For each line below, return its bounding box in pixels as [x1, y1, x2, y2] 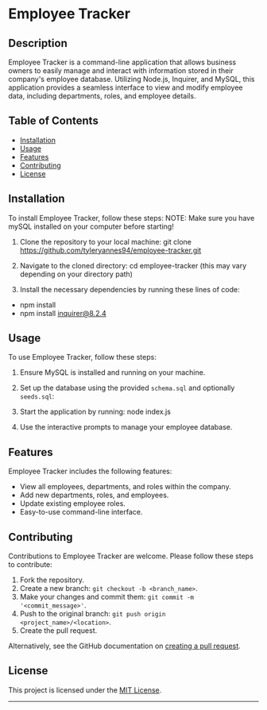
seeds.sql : [19, 392, 55, 401]
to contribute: [8, 560, 53, 569]
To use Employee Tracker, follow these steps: [8, 353, 157, 362]
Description [8, 37, 68, 50]
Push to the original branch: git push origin [19, 609, 166, 619]
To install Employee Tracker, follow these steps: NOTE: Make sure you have [8, 213, 255, 222]
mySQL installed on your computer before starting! [8, 222, 175, 231]
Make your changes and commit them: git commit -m [19, 592, 195, 602]
